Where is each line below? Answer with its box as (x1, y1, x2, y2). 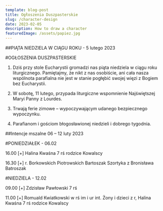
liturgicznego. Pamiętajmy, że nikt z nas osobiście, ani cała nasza (12, 70, 149, 76)
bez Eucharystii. (12, 80, 47, 87)
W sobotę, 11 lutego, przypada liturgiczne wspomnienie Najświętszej (12, 91, 155, 96)
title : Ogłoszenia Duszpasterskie (5, 12, 78, 17)
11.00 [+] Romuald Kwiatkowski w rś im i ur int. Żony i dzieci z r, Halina (5, 195, 151, 200)
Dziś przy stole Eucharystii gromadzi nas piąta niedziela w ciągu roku (12, 64, 157, 70)
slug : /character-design (5, 17, 58, 22)
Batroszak (5, 165, 26, 171)
